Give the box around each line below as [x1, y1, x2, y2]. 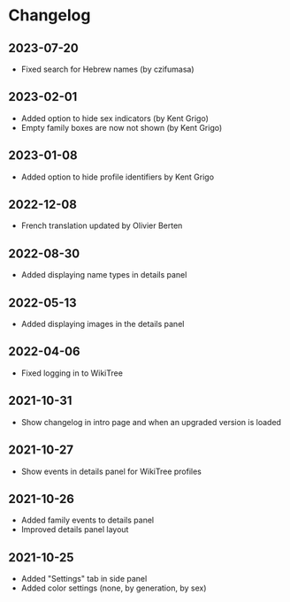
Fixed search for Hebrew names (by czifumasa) [20, 64, 195, 74]
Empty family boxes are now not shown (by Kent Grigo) [20, 122, 223, 133]
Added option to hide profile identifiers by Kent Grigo [20, 171, 214, 182]
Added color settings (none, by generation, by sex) [20, 583, 207, 593]
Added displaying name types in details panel [20, 270, 187, 280]
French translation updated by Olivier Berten [20, 220, 183, 231]
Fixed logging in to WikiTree [20, 368, 123, 378]
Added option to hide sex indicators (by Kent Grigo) [20, 112, 209, 124]
